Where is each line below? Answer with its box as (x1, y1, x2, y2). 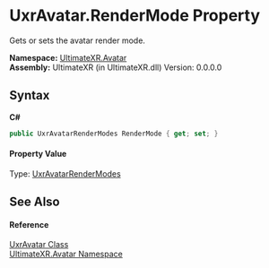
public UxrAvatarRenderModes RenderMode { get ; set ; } (9, 129, 219, 138)
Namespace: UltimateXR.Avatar (9, 52, 127, 63)
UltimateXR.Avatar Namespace (9, 248, 123, 260)
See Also (9, 195, 60, 210)
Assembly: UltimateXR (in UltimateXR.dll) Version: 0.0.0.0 (9, 62, 222, 73)
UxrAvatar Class (9, 239, 69, 250)
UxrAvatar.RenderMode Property (9, 5, 261, 26)
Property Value (9, 149, 67, 160)
